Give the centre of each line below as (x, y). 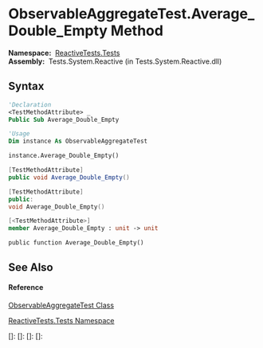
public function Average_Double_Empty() (77, 243)
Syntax (26, 86)
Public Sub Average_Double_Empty (64, 119)
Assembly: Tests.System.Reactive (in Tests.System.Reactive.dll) (115, 61)
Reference (26, 287)
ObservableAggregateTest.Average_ (131, 14)
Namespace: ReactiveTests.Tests (64, 53)
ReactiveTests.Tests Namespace (61, 320)
